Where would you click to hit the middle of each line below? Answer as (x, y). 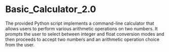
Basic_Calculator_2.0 (51, 9)
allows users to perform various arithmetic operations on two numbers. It (82, 28)
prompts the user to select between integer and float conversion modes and (85, 34)
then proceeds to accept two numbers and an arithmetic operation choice (82, 39)
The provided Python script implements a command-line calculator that (80, 23)
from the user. (20, 44)
